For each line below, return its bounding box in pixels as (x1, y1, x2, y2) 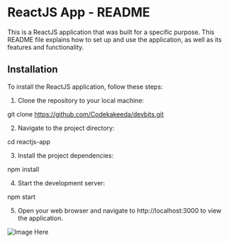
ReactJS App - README (7, 4, 150, 21)
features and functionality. (7, 43, 84, 51)
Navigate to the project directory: (17, 124, 115, 132)
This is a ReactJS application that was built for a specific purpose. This (7, 28, 215, 36)
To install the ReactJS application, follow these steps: (7, 82, 163, 91)
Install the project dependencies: (17, 151, 114, 160)
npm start (7, 193, 36, 201)
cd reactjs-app (7, 137, 51, 146)
